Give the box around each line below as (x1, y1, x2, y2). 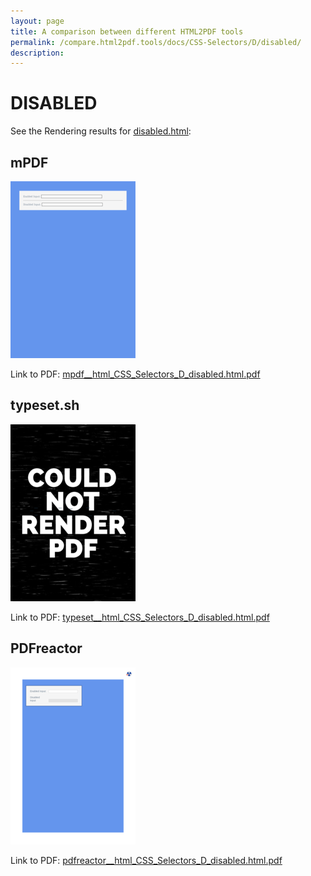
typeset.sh (10, 397, 80, 414)
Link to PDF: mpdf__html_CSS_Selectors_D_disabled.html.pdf (10, 368, 261, 380)
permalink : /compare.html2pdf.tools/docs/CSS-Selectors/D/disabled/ (10, 37, 302, 47)
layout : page (10, 16, 65, 26)
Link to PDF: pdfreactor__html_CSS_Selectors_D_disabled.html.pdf (10, 854, 283, 866)
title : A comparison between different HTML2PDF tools (10, 26, 244, 37)
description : (10, 48, 65, 58)
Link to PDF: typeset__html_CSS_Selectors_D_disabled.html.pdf (10, 611, 270, 623)
